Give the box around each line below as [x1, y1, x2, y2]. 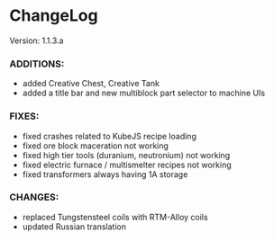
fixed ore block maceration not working [22, 140, 169, 151]
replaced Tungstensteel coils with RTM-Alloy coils [22, 211, 209, 222]
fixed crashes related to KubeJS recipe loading [22, 130, 196, 141]
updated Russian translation [22, 221, 126, 232]
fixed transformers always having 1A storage [22, 168, 188, 180]
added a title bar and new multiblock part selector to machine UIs [22, 87, 266, 99]
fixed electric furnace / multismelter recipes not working [22, 159, 232, 170]
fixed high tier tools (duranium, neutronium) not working [22, 149, 231, 160]
